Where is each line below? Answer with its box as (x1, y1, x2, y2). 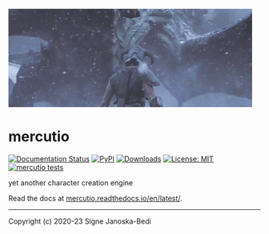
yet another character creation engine (8, 177, 134, 188)
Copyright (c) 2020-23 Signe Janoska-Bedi (8, 216, 152, 226)
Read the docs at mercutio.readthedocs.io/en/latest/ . (8, 193, 183, 203)
